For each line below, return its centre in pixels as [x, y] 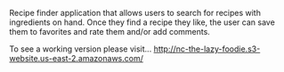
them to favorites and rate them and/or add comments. [110, 32]
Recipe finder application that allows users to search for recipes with [135, 13]
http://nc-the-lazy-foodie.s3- [207, 49]
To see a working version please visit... [81, 49]
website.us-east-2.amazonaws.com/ [77, 58]
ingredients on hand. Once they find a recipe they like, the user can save [142, 22]
